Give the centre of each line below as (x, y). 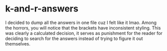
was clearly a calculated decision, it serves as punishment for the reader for (84, 33)
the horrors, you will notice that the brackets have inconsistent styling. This (83, 27)
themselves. (18, 43)
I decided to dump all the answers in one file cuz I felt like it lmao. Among (81, 22)
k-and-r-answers (42, 9)
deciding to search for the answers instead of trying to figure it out (74, 38)
